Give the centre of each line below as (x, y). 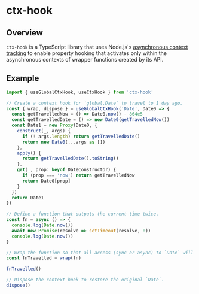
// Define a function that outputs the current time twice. (83, 214)
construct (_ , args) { (44, 131)
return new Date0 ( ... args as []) (64, 142)
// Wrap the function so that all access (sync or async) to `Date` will (100, 253)
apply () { (29, 153)
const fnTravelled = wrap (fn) (44, 258)
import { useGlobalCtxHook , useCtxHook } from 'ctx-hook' (80, 92)
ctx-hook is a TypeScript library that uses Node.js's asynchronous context (97, 47)
